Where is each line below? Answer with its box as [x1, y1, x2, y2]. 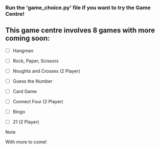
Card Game [12, 88, 37, 94]
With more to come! [5, 139, 47, 145]
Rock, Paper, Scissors [12, 57, 59, 64]
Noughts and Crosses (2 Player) [12, 68, 80, 74]
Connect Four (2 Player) [12, 99, 63, 105]
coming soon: [5, 34, 50, 43]
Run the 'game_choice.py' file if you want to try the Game [5, 4, 151, 11]
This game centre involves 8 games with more [5, 26, 155, 35]
